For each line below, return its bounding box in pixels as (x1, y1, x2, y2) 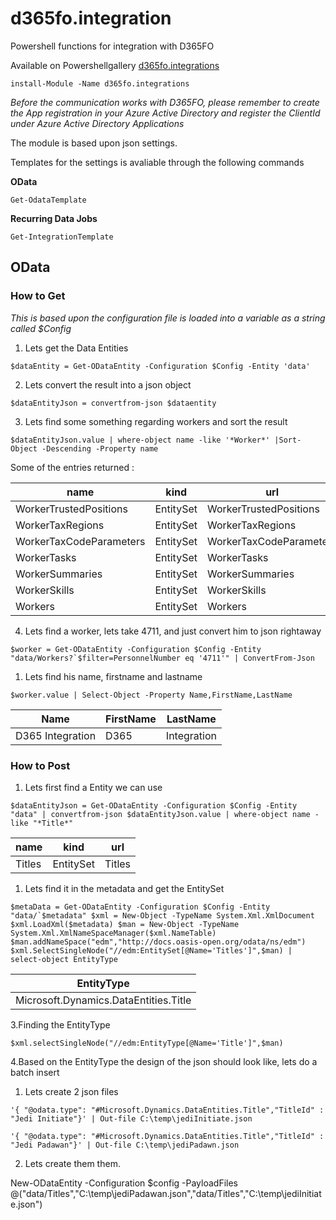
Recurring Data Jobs (10, 212, 98, 224)
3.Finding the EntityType (10, 1018, 111, 1031)
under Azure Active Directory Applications (10, 117, 185, 129)
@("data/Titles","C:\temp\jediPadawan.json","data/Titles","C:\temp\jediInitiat (10, 1187, 322, 1199)
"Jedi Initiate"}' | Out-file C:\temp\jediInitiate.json (10, 1113, 253, 1124)
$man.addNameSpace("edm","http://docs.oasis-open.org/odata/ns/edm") (10, 937, 307, 947)
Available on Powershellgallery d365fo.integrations (10, 59, 220, 71)
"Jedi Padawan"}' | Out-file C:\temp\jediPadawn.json (10, 1140, 240, 1150)
